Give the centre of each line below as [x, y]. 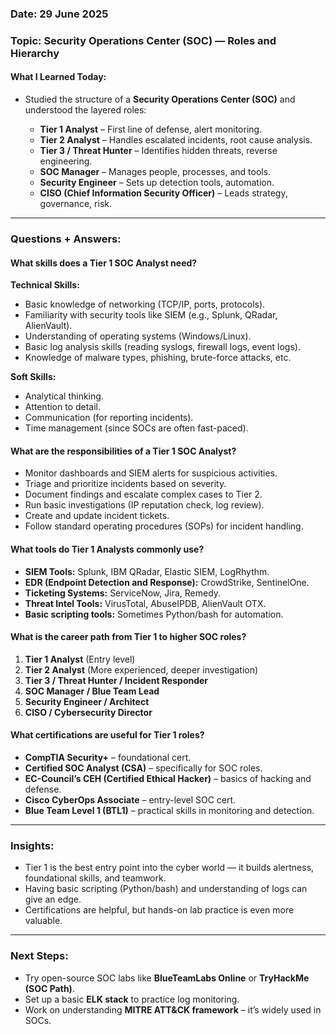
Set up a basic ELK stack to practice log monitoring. [132, 999]
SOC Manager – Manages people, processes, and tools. [155, 172]
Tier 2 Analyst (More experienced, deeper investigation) [141, 669]
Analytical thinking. [64, 396]
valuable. [43, 921]
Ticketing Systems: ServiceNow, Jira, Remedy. [123, 593]
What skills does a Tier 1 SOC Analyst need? [104, 263]
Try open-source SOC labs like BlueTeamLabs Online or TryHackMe [167, 978]
